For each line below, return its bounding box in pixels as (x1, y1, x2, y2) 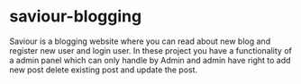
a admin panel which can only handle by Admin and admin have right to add (9, 55, 291, 65)
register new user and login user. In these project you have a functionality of (9, 45, 293, 55)
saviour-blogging (9, 6, 142, 27)
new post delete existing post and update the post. (9, 64, 198, 75)
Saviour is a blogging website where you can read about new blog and (9, 36, 271, 46)
